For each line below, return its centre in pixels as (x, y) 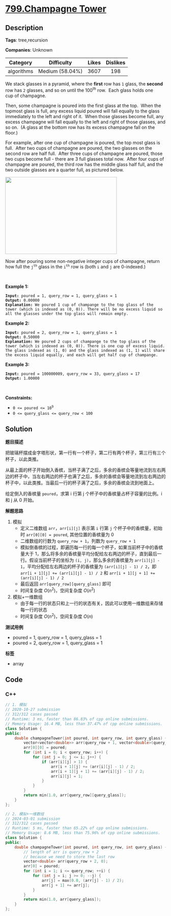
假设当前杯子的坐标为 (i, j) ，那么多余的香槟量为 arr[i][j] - (95, 560)
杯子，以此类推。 (23, 459)
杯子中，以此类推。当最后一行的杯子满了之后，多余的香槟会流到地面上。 (81, 483)
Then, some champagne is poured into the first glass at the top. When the (83, 105)
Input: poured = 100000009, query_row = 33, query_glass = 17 (73, 374)
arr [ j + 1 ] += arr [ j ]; (66, 885)
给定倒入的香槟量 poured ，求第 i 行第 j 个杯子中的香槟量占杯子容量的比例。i (84, 494)
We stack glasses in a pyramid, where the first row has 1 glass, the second (84, 84)
